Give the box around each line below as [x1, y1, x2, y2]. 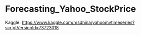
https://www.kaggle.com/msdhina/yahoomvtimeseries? [21, 19, 135, 25]
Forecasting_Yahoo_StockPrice [5, 3, 136, 15]
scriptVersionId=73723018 [5, 24, 59, 30]
